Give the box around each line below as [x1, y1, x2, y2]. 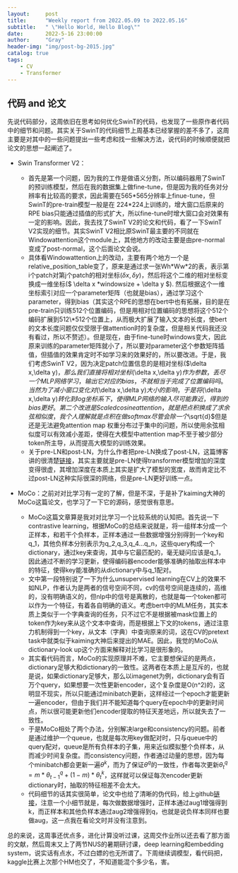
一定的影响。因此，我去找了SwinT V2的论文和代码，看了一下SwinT [28, 218, 222, 227]
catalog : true [7, 50, 49, 57]
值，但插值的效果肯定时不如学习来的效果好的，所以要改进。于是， [28, 350, 220, 359]
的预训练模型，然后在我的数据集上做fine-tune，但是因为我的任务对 [28, 183, 222, 191]
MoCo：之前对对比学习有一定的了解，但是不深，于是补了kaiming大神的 [17, 489, 225, 498]
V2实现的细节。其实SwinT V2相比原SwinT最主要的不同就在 [28, 227, 200, 235]
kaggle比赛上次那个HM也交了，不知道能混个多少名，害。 [7, 857, 174, 866]
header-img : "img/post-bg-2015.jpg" [7, 43, 115, 50]
